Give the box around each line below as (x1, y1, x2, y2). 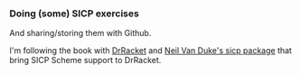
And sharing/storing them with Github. (9, 28, 152, 39)
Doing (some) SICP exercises (9, 7, 140, 20)
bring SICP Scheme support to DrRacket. (9, 55, 162, 66)
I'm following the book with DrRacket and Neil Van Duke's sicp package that (9, 45, 292, 56)
